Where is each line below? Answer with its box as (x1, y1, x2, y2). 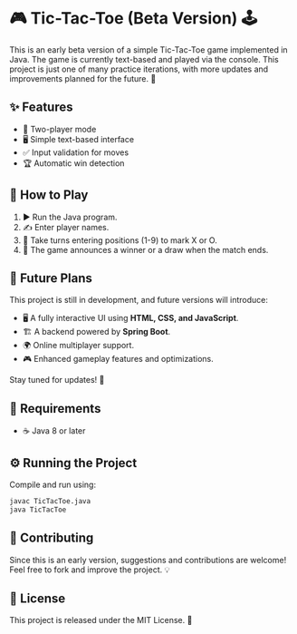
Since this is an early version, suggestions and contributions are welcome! (9, 554, 287, 565)
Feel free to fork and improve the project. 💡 (9, 564, 170, 575)
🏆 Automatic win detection (22, 157, 125, 169)
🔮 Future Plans (9, 270, 93, 286)
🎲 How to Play (9, 188, 89, 203)
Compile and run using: (9, 479, 97, 490)
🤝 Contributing (9, 531, 94, 546)
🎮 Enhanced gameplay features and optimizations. (22, 354, 215, 365)
